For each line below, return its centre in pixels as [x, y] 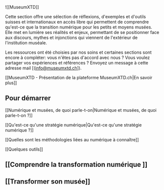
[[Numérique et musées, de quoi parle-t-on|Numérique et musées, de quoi [81, 110]
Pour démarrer [28, 98]
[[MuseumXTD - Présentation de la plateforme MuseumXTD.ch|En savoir [79, 78]
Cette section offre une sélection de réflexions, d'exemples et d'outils [76, 16]
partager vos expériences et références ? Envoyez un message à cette [77, 63]
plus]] [11, 83]
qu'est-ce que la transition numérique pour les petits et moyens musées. [79, 27]
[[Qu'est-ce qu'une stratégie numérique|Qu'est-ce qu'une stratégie [73, 125]
